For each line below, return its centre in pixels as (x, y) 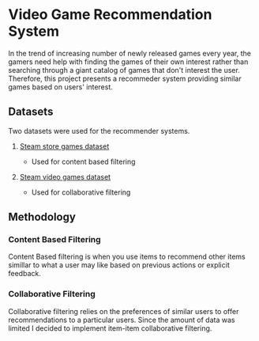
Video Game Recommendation (110, 15)
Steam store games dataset (64, 146)
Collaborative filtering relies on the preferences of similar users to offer (124, 311)
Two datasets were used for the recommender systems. (99, 131)
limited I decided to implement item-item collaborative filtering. (110, 328)
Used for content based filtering (83, 161)
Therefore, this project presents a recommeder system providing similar (125, 78)
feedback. (24, 274)
